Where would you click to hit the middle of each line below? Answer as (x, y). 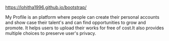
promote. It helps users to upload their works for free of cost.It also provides (84, 28)
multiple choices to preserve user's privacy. (51, 33)
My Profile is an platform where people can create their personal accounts (82, 17)
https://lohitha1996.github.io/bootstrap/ (46, 7)
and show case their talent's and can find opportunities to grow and (76, 23)
